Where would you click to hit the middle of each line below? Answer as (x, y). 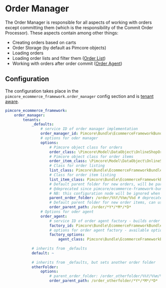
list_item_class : (67, 179)
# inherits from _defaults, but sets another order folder (93, 262)
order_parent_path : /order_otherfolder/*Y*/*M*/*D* (104, 281)
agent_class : (71, 240)
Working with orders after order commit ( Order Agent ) (67, 63)
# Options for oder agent (67, 212)
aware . (12, 101)
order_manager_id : (59, 134)
